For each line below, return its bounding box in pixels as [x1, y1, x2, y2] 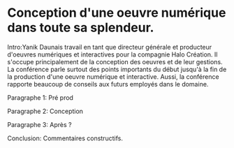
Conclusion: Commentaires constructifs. [7, 134, 124, 142]
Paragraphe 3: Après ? [7, 120, 72, 128]
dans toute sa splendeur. [7, 20, 154, 36]
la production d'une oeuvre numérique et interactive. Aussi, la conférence [7, 72, 219, 81]
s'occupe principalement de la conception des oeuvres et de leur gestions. [7, 57, 223, 66]
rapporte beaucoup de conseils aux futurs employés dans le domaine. [7, 80, 209, 88]
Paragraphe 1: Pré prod [7, 93, 73, 102]
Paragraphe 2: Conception [7, 107, 84, 115]
